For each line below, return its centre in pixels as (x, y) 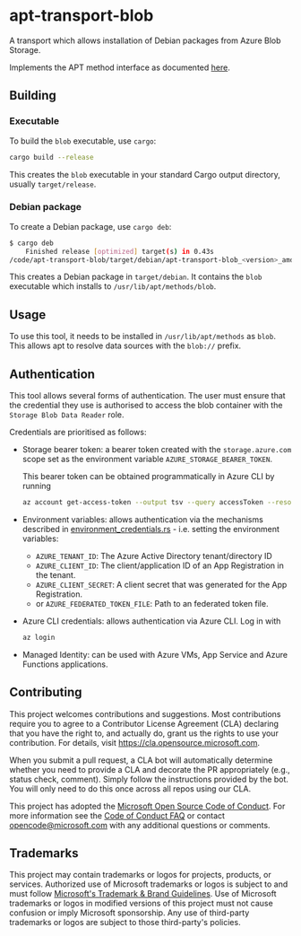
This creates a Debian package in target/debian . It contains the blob (136, 277)
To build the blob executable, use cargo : (83, 141)
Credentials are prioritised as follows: (78, 433)
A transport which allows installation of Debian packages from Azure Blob (145, 40)
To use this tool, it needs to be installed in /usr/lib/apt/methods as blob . (142, 337)
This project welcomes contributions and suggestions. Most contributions (145, 713)
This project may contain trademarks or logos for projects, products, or (140, 875)
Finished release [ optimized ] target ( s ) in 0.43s (120, 251)
